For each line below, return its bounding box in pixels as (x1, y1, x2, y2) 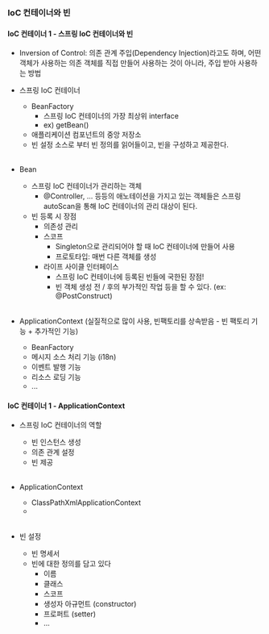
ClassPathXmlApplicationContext (31, 498, 142, 507)
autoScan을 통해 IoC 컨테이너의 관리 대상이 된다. (43, 202, 198, 211)
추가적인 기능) (34, 327, 79, 336)
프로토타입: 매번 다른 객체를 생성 (55, 252, 157, 261)
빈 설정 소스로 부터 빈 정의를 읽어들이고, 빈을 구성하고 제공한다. (31, 140, 229, 150)
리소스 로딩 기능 (31, 373, 81, 382)
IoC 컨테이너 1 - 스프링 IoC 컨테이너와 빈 (7, 28, 134, 38)
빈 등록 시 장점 (31, 211, 77, 221)
